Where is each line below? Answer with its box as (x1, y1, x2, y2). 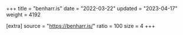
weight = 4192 (6, 11, 41, 18)
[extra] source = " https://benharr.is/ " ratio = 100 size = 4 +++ (6, 23, 155, 29)
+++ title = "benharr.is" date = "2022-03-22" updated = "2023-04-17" (6, 5, 178, 12)
